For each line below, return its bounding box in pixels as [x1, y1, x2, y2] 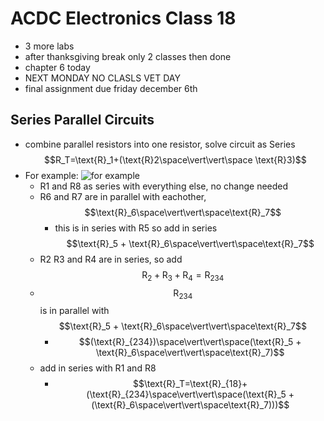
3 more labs [24, 40, 75, 52]
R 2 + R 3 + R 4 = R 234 [141, 268, 225, 283]
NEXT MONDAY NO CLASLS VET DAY [24, 72, 181, 84]
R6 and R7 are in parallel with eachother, [39, 190, 207, 202]
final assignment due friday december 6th [24, 82, 198, 94]
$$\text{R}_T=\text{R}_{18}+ [133, 378, 248, 390]
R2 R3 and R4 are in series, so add [39, 253, 183, 265]
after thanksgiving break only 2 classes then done [24, 50, 232, 62]
